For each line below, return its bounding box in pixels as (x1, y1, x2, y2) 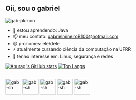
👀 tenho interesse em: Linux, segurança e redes (12, 53, 113, 59)
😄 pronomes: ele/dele (12, 40, 60, 46)
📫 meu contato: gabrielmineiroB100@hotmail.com (12, 33, 119, 39)
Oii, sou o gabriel (5, 4, 60, 13)
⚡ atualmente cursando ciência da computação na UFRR (12, 46, 131, 52)
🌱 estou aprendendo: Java (12, 27, 68, 34)
